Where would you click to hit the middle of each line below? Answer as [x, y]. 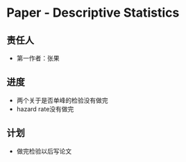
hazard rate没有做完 [45, 108]
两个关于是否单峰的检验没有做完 [62, 100]
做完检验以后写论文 [44, 151]
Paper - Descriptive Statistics [93, 13]
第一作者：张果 [38, 58]
